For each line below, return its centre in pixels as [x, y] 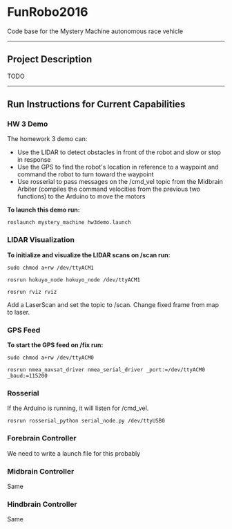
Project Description [50, 59]
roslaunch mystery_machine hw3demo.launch [69, 223]
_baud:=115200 [28, 376]
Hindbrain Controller [42, 504]
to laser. [19, 312]
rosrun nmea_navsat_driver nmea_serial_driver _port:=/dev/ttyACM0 [106, 370]
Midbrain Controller [41, 471]
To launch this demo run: [44, 210]
